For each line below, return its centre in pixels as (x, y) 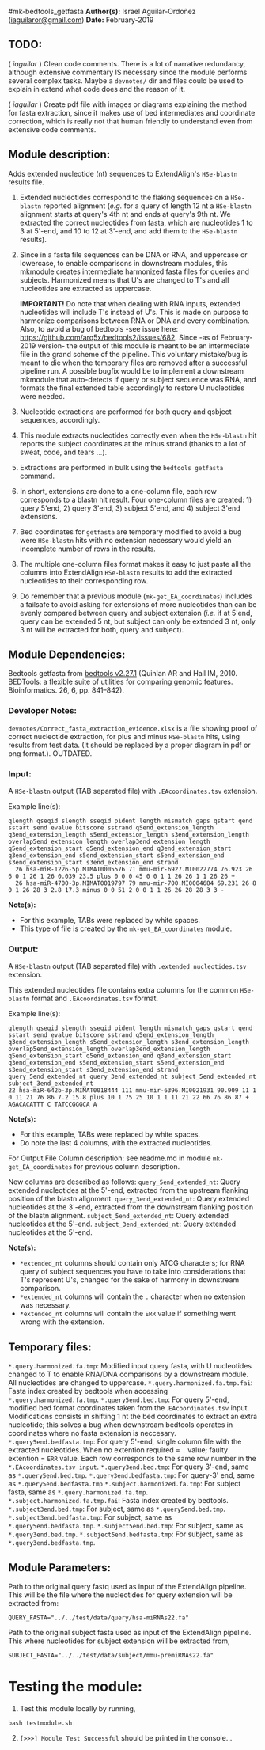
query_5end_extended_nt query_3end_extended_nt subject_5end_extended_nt (132, 1077)
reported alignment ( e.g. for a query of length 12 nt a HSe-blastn (147, 206)
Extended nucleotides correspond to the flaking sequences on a (124, 197)
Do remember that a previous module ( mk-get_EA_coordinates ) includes (136, 596)
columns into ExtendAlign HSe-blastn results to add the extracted (126, 572)
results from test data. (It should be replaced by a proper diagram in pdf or (129, 745)
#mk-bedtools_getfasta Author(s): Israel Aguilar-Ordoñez (102, 11)
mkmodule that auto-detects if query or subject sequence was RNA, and (138, 379)
